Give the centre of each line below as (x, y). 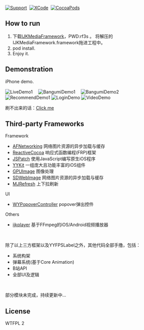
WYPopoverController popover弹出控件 (53, 204)
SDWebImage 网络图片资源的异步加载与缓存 (58, 178)
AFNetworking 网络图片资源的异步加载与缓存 (59, 146)
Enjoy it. (21, 53)
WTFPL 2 (15, 323)
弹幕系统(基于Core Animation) (43, 262)
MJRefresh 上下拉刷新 (35, 184)
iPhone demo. (20, 81)
